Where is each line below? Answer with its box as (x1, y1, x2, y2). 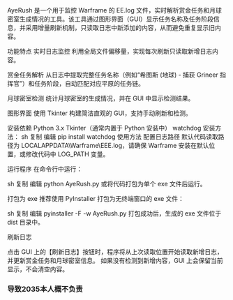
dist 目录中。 (7, 218, 44, 226)
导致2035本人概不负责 (7, 284, 83, 294)
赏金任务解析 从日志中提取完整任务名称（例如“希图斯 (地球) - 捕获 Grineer (7, 70, 218, 79)
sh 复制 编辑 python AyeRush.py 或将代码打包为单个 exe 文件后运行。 (7, 180, 207, 188)
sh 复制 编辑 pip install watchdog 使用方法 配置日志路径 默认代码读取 (20, 133, 218, 141)
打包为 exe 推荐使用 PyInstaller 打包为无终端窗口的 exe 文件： (7, 195, 185, 202)
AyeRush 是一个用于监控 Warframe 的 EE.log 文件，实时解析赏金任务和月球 (7, 6, 222, 14)
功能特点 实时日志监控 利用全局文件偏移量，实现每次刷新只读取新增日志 (7, 47, 213, 55)
